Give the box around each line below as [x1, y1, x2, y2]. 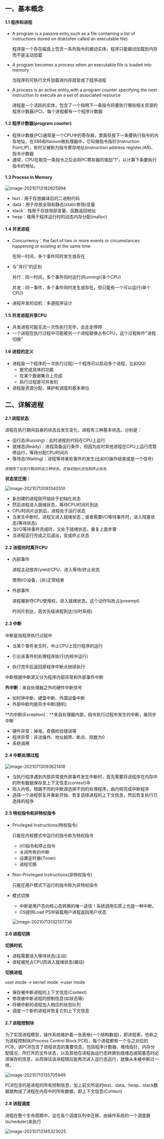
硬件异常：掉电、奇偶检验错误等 [12, 728, 77, 734]
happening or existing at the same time [12, 243, 91, 249]
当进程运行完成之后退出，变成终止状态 [12, 532, 89, 538]
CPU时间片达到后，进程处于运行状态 [12, 508, 86, 514]
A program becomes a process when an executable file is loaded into [12, 62, 152, 68]
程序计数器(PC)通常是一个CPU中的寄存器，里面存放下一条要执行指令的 [12, 132, 155, 138]
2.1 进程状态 [5, 415, 29, 421]
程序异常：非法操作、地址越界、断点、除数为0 [12, 734, 105, 740]
